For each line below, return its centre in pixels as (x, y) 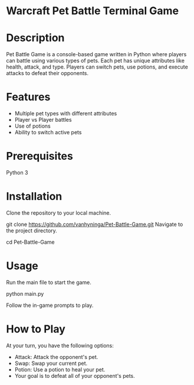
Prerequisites (40, 156)
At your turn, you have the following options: (60, 345)
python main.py (25, 293)
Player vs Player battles (43, 120)
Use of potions (33, 126)
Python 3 (17, 172)
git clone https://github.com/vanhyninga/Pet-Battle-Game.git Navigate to (95, 224)
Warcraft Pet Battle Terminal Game (92, 11)
